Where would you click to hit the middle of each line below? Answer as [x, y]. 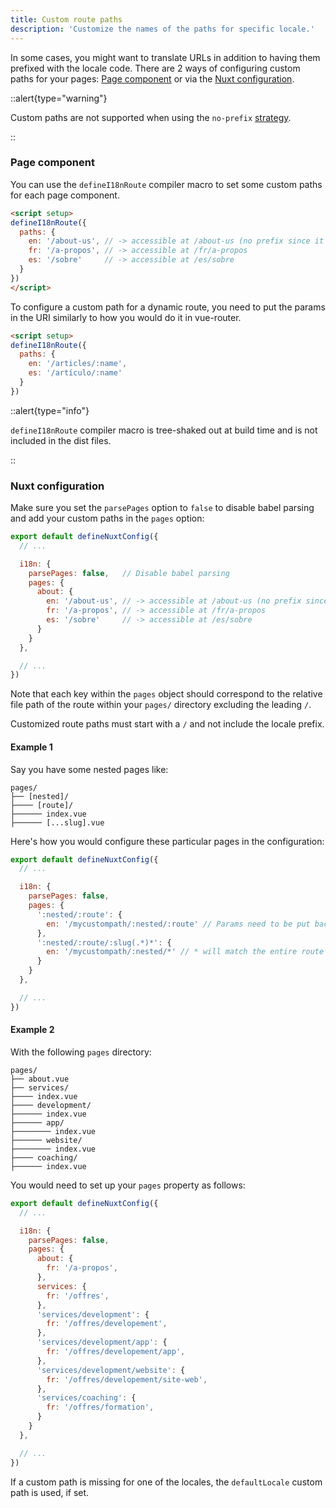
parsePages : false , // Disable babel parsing [129, 573]
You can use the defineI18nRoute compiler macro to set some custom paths [166, 184]
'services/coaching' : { [86, 1398]
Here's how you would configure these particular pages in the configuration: [167, 841]
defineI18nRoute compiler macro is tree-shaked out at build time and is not [164, 430]
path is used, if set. [50, 1492]
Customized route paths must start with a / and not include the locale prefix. [167, 724]
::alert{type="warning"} [59, 98]
